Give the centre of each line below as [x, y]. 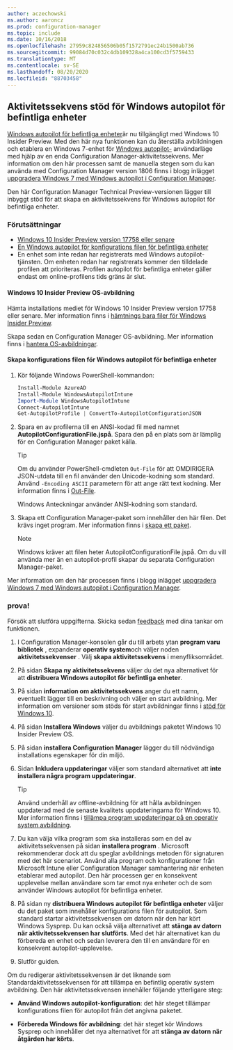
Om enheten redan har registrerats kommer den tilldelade [126, 262]
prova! [18, 606]
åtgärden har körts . [46, 1039]
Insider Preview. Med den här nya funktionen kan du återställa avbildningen [115, 142]
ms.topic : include [34, 33]
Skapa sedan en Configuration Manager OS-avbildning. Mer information [110, 336]
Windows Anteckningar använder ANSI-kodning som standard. [107, 504]
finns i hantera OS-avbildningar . [53, 344]
